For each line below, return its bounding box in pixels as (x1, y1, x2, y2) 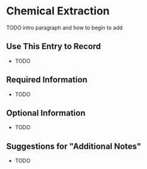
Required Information (6, 75, 88, 85)
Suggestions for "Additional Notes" (6, 141, 142, 151)
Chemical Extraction (6, 4, 110, 18)
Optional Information (6, 108, 86, 118)
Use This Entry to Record (6, 41, 101, 52)
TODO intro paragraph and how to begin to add (6, 24, 123, 31)
